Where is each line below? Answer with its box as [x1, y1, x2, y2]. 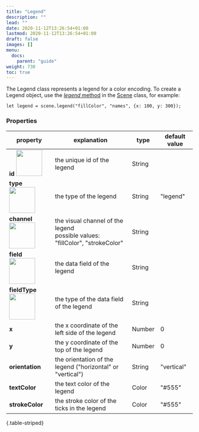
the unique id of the [54, 156, 110, 164]
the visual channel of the [54, 217, 123, 225]
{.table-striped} [6, 419, 44, 426]
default [165, 132, 185, 140]
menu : [6, 47, 20, 53]
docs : [11, 53, 25, 59]
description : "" [6, 14, 46, 20]
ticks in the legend [54, 404, 107, 412]
